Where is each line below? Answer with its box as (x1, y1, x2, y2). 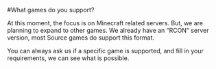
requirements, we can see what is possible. (7, 54, 130, 62)
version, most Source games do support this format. (7, 33, 155, 42)
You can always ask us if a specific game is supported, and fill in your (7, 47, 204, 55)
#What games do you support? (7, 6, 95, 14)
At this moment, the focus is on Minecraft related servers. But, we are (7, 19, 204, 27)
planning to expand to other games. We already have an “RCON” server (7, 27, 209, 34)
